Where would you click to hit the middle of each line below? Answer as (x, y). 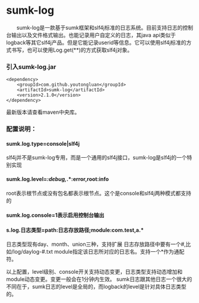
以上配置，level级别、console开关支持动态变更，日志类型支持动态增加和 (94, 272)
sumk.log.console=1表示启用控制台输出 (55, 215)
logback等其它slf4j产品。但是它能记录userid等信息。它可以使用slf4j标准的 (96, 42)
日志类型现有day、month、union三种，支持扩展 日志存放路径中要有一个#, (96, 244)
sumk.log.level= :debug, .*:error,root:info (58, 179)
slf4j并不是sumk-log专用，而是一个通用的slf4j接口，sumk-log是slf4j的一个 (97, 158)
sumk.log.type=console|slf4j (43, 143)
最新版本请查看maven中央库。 (43, 112)
